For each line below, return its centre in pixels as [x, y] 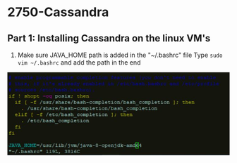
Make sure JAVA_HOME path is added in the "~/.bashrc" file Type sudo [120, 55]
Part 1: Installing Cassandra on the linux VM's [109, 38]
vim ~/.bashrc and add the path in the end [79, 63]
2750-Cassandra [58, 12]
